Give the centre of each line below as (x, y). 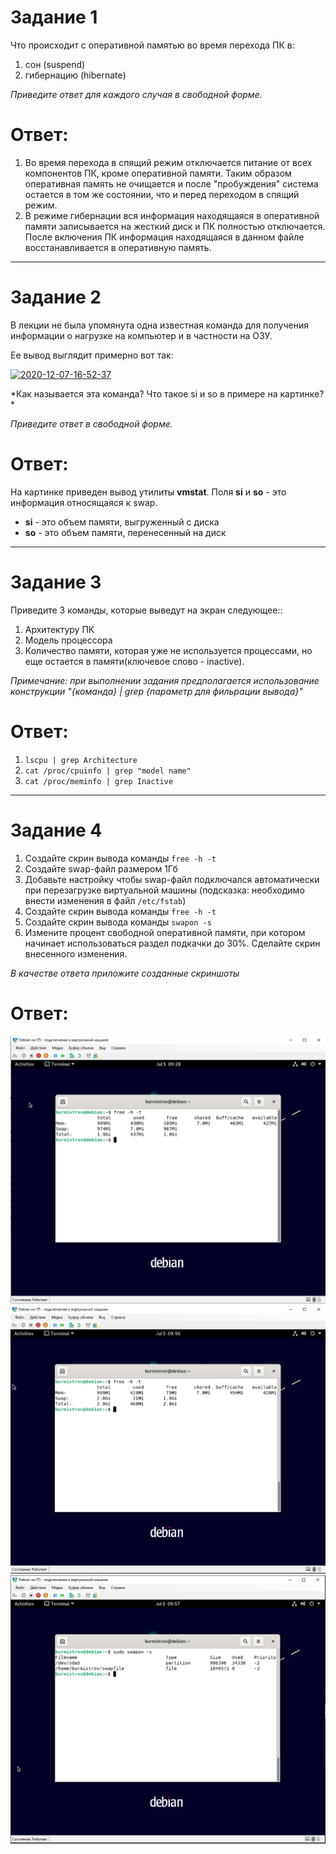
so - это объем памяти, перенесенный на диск (125, 532)
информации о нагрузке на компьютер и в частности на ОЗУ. (141, 335)
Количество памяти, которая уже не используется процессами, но (168, 650)
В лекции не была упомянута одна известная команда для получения (159, 325)
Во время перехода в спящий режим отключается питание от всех (168, 162)
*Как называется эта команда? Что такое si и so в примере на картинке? (167, 393)
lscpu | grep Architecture (81, 760)
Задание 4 (56, 830)
